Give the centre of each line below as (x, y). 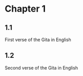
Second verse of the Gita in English (41, 68)
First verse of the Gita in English (38, 40)
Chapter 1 (25, 9)
